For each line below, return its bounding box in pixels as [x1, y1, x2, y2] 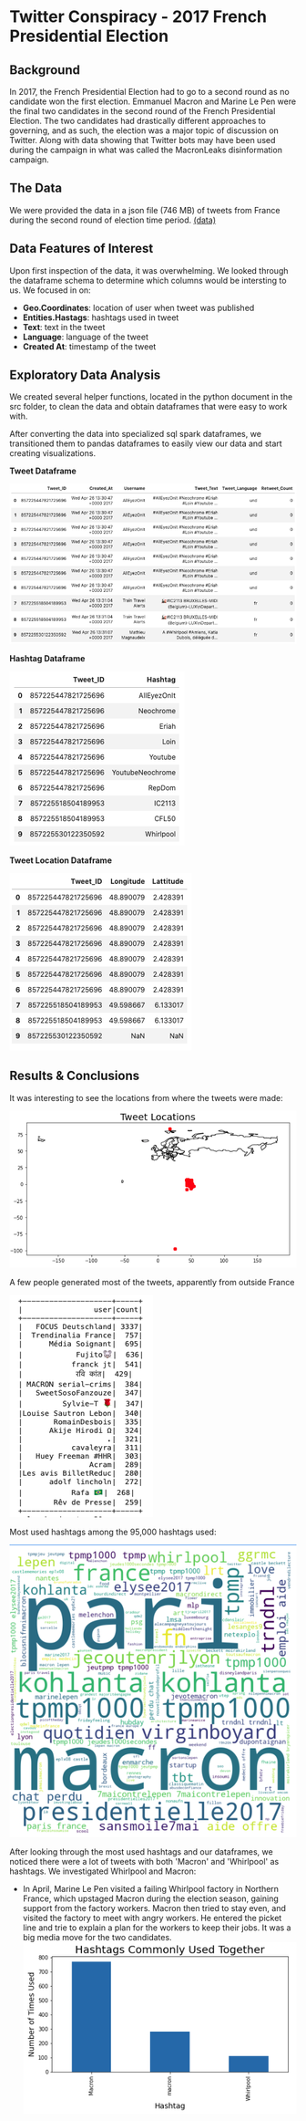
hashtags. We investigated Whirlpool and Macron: [9, 1866, 197, 1877]
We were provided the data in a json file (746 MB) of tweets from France [9, 204, 280, 215]
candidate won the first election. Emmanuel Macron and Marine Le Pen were [9, 96, 297, 107]
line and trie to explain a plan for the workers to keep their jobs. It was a [22, 1922, 291, 1933]
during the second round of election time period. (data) [9, 214, 217, 225]
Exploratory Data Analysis [9, 368, 161, 383]
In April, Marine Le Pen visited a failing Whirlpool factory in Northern [22, 1883, 280, 1894]
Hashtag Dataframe [9, 652, 86, 663]
